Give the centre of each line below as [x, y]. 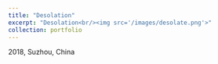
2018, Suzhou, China [42, 52]
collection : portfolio [45, 30]
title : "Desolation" [42, 15]
